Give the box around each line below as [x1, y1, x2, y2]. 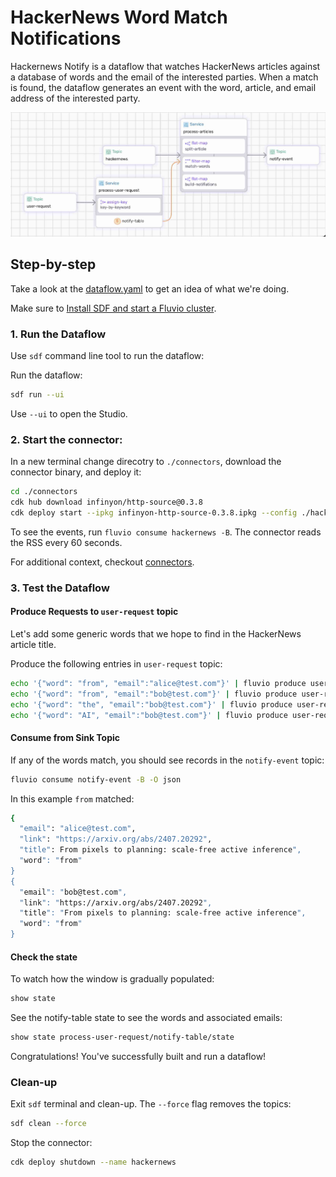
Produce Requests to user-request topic [10, 606, 179, 618]
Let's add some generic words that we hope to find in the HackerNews [10, 628, 302, 640]
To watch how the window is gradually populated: [10, 973, 215, 985]
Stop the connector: [10, 1137, 93, 1149]
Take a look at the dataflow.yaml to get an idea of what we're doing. [10, 282, 290, 295]
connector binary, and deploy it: [10, 466, 142, 478]
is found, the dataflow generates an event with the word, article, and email [10, 81, 317, 93]
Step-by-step [10, 256, 97, 273]
